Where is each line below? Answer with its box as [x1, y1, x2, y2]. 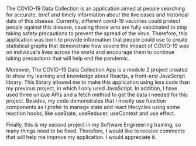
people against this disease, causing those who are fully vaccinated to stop [6, 23, 188, 30]
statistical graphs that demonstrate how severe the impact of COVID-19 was [6, 42, 189, 49]
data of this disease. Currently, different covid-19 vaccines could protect [6, 18, 181, 24]
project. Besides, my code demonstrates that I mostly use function [6, 97, 166, 104]
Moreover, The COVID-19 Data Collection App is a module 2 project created [6, 66, 188, 73]
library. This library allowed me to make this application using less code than [6, 79, 190, 86]
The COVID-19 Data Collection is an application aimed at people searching [6, 5, 185, 12]
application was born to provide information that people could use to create [6, 36, 188, 43]
